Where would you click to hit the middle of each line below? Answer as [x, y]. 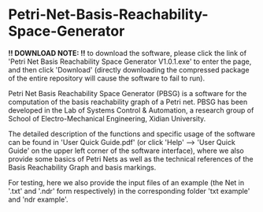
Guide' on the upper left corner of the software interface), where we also [126, 151]
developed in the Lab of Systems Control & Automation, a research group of [131, 110]
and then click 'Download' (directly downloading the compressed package [129, 69]
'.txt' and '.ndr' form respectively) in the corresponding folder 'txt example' [129, 191]
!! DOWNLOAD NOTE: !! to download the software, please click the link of [127, 53]
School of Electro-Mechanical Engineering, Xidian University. [107, 118]
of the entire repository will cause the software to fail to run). [107, 78]
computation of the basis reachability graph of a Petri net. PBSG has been [128, 102]
